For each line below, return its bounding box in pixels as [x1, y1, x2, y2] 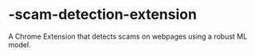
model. [8, 39, 31, 49]
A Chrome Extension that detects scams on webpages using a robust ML [8, 32, 248, 41]
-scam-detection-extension [8, 6, 198, 24]
